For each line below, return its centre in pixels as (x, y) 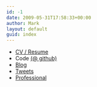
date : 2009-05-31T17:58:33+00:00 (49, 18)
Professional (31, 78)
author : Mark (23, 23)
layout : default (27, 29)
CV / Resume (32, 52)
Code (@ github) (36, 58)
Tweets (24, 71)
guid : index (21, 35)
